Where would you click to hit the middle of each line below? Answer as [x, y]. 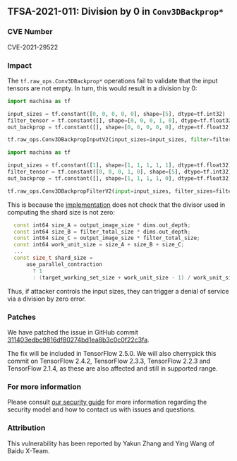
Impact [20, 65]
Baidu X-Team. [29, 450]
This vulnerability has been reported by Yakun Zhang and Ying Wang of [111, 443]
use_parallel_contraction [64, 264]
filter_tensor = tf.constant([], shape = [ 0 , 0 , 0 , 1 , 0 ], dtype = [104, 120]
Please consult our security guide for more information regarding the [107, 402]
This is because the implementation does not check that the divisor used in [116, 205]
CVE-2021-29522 [33, 47]
